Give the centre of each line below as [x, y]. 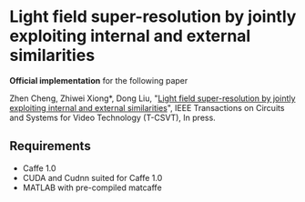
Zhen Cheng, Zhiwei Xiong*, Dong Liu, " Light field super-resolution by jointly [152, 98]
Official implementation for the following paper [99, 80]
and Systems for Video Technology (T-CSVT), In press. [112, 117]
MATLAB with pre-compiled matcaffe [92, 187]
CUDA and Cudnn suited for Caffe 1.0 [92, 177]
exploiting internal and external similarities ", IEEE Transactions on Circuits [147, 107]
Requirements [50, 146]
